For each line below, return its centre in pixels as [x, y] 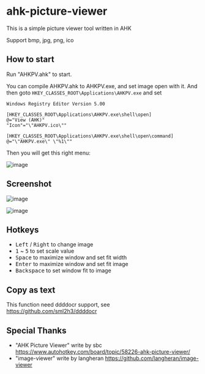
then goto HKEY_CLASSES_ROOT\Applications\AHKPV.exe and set [84, 93]
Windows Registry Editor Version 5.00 [56, 104]
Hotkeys [23, 230]
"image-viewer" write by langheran [59, 358]
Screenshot [29, 184]
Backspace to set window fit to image [63, 270]
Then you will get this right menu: [48, 153]
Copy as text [31, 290]
